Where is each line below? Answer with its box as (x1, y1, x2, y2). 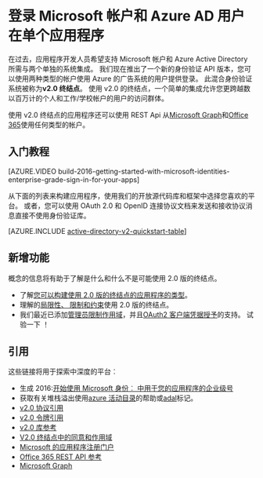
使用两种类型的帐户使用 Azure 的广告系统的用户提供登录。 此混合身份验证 (14, 74, 253, 83)
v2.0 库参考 (19, 423, 57, 432)
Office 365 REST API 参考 (19, 452, 102, 462)
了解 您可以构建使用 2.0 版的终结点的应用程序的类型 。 (19, 290, 192, 299)
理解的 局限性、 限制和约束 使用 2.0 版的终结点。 (19, 300, 174, 309)
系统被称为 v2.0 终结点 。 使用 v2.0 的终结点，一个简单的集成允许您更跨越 (8, 83, 244, 93)
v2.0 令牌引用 (19, 413, 64, 422)
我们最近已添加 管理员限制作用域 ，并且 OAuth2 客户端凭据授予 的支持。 (19, 309, 245, 319)
